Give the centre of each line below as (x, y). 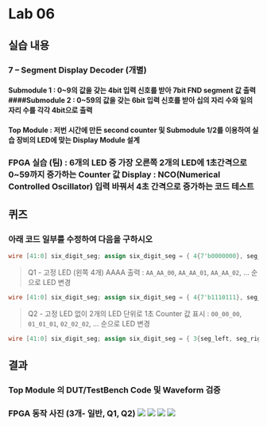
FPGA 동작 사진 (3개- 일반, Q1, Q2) (72, 413)
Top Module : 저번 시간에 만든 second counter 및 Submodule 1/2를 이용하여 (130, 130)
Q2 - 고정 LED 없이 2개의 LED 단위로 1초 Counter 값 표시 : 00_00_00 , (135, 314)
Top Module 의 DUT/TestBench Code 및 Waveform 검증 (114, 390)
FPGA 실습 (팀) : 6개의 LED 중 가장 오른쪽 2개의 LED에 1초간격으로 (128, 162)
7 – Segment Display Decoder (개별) (77, 70)
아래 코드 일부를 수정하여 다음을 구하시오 (81, 239)
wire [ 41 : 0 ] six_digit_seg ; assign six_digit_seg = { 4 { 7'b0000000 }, (126, 256)
